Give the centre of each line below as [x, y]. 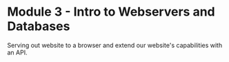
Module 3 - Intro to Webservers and [111, 12]
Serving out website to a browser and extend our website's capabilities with [115, 45]
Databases [39, 26]
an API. [17, 52]
